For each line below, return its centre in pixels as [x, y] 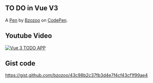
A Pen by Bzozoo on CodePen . [37, 20]
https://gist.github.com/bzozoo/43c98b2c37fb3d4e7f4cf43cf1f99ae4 [76, 75]
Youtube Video [29, 36]
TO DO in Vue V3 [32, 8]
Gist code [20, 63]
